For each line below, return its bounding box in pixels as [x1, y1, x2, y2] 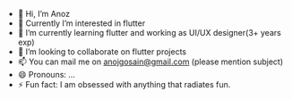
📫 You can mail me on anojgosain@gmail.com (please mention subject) [17, 56, 284, 67]
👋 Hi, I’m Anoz [17, 9, 70, 19]
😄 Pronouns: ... [17, 70, 76, 79]
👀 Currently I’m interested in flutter [17, 18, 146, 29]
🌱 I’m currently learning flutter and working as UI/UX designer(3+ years [17, 28, 282, 37]
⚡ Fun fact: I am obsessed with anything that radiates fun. [17, 79, 231, 89]
